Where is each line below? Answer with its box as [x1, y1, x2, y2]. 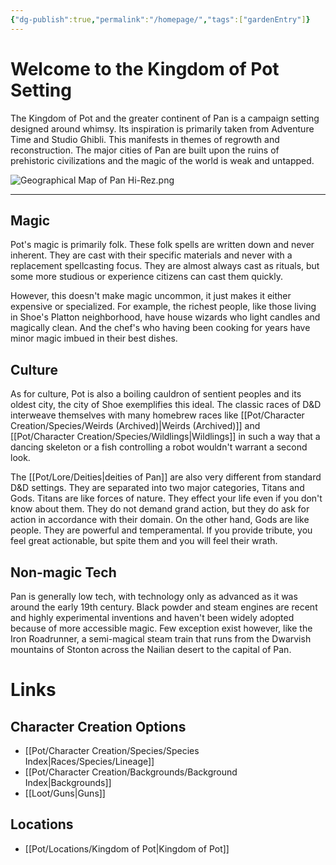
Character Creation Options [10, 718, 187, 735]
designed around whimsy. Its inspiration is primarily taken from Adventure [10, 122, 315, 135]
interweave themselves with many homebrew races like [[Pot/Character [10, 409, 305, 421]
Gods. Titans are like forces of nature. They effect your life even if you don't [10, 492, 323, 505]
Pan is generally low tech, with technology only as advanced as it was [10, 591, 298, 602]
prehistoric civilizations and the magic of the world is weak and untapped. [10, 154, 315, 166]
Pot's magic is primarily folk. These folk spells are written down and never [10, 239, 315, 251]
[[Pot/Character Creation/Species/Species [24, 745, 200, 756]
